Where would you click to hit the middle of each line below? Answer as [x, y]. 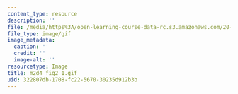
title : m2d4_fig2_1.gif [42, 73]
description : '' [31, 20]
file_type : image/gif [39, 34]
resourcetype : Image [38, 66]
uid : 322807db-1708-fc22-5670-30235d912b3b [73, 80]
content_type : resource [42, 14]
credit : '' [30, 54]
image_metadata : [31, 40]
